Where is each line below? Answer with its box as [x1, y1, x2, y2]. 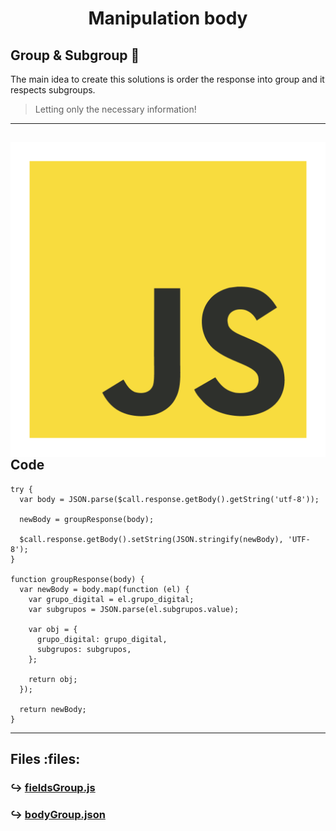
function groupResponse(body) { [10, 574, 145, 584]
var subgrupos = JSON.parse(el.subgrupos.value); [28, 604, 240, 614]
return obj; [28, 674, 78, 684]
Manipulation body [88, 7, 248, 30]
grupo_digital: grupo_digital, [36, 634, 168, 644]
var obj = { [28, 624, 78, 634]
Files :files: [10, 751, 81, 768]
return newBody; [19, 704, 87, 714]
